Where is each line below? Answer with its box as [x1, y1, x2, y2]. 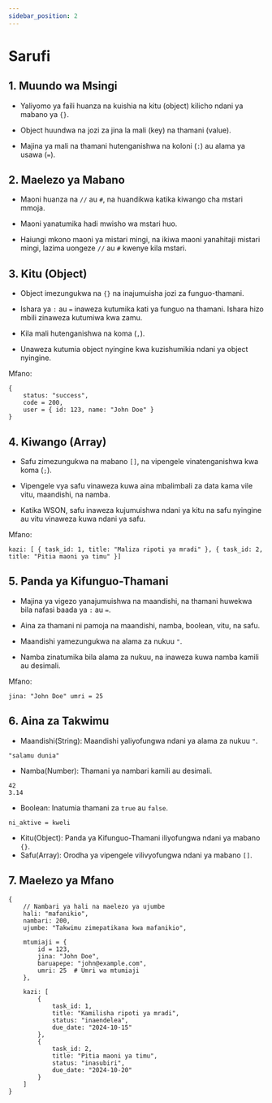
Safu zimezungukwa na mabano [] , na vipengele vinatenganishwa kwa [19, 457, 259, 467]
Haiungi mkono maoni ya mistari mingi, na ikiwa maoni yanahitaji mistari [19, 235, 261, 245]
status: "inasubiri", [51, 1058, 126, 1067]
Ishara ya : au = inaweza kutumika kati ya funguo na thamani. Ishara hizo [19, 304, 264, 314]
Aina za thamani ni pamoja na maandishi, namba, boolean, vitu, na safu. [19, 620, 261, 630]
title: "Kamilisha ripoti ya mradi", [51, 1009, 180, 1017]
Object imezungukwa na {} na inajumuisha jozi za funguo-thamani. [19, 289, 244, 298]
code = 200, [23, 399, 63, 407]
